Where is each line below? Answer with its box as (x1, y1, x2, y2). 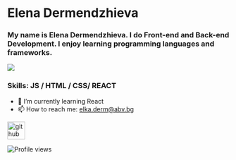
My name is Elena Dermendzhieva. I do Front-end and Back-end (7, 30, 230, 40)
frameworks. (7, 48, 53, 58)
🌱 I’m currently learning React (17, 97, 104, 105)
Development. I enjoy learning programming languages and (7, 39, 215, 49)
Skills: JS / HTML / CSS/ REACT (7, 81, 117, 91)
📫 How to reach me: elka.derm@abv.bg (17, 104, 135, 113)
